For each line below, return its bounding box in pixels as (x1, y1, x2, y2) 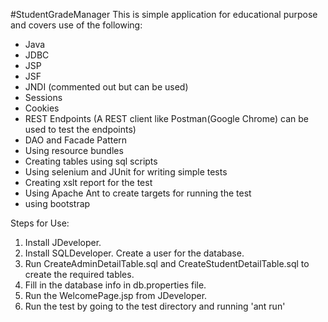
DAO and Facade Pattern (24, 134, 128, 146)
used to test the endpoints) (24, 124, 137, 135)
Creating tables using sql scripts (24, 155, 158, 167)
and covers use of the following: (10, 19, 143, 31)
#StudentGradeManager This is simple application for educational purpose (10, 9, 318, 20)
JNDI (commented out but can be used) (24, 81, 189, 93)
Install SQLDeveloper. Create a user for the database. (24, 247, 245, 259)
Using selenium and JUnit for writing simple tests (24, 166, 228, 178)
